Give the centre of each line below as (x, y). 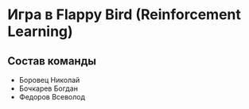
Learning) (40, 31)
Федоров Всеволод (52, 97)
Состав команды (52, 61)
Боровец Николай (49, 80)
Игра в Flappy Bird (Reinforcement (124, 15)
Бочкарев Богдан (49, 88)
